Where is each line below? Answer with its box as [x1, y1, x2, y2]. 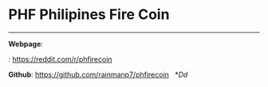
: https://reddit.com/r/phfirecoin [8, 54, 113, 64]
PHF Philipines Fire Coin [8, 6, 170, 24]
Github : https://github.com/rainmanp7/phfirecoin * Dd [8, 70, 188, 79]
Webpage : [8, 39, 44, 48]
